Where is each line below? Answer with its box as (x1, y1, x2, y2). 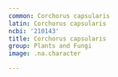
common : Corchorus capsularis (8, 11, 111, 20)
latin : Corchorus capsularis (8, 19, 107, 28)
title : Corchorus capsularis (8, 34, 107, 43)
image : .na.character (8, 49, 82, 58)
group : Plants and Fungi (8, 42, 92, 50)
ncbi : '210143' (8, 27, 60, 35)
